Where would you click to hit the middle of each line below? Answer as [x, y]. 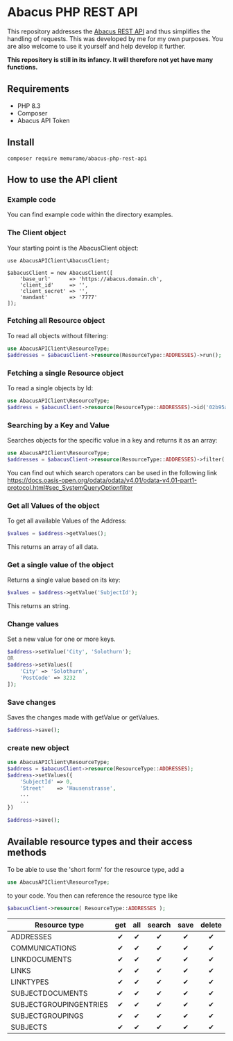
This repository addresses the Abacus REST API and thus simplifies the [109, 31]
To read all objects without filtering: [58, 335]
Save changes [32, 702]
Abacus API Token [44, 120]
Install [21, 142]
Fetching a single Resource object [66, 373]
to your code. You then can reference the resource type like [93, 896]
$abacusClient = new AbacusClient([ [60, 273]
